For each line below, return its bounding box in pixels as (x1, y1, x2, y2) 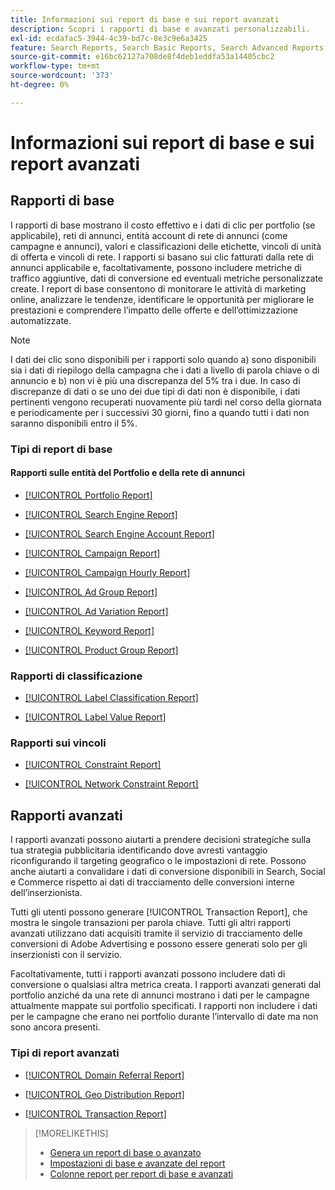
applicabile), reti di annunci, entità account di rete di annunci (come (10, 229, 288, 241)
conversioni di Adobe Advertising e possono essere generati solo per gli (10, 938, 308, 950)
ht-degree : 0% (10, 80, 70, 90)
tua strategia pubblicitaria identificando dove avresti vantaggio (10, 844, 268, 856)
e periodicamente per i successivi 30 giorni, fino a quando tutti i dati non (10, 406, 310, 418)
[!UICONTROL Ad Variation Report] (24, 605, 169, 617)
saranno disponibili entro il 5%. (10, 417, 138, 429)
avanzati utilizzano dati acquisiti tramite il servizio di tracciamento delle (10, 927, 303, 940)
